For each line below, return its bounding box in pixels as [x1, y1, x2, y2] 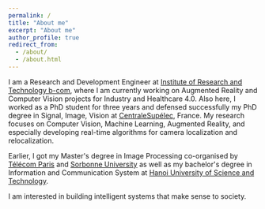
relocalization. [8, 136, 55, 145]
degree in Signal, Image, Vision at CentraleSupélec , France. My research [8, 110, 245, 120]
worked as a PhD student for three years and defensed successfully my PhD [8, 102, 257, 111]
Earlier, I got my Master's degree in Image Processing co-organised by [8, 151, 239, 160]
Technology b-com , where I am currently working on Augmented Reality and [8, 85, 258, 95]
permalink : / [8, 11, 51, 20]
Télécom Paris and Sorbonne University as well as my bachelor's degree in [8, 159, 253, 169]
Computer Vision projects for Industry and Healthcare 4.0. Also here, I [8, 94, 236, 103]
